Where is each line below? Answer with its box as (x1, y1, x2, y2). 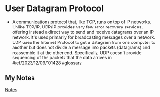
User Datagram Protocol (5, 3, 104, 14)
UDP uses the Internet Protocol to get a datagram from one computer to (12, 39, 156, 45)
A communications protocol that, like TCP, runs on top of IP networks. (12, 19, 152, 25)
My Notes (5, 74, 35, 82)
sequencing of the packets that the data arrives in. (12, 55, 113, 60)
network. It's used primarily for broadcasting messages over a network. (12, 34, 155, 40)
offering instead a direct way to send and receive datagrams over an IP (12, 29, 154, 35)
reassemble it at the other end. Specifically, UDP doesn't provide (12, 49, 142, 55)
